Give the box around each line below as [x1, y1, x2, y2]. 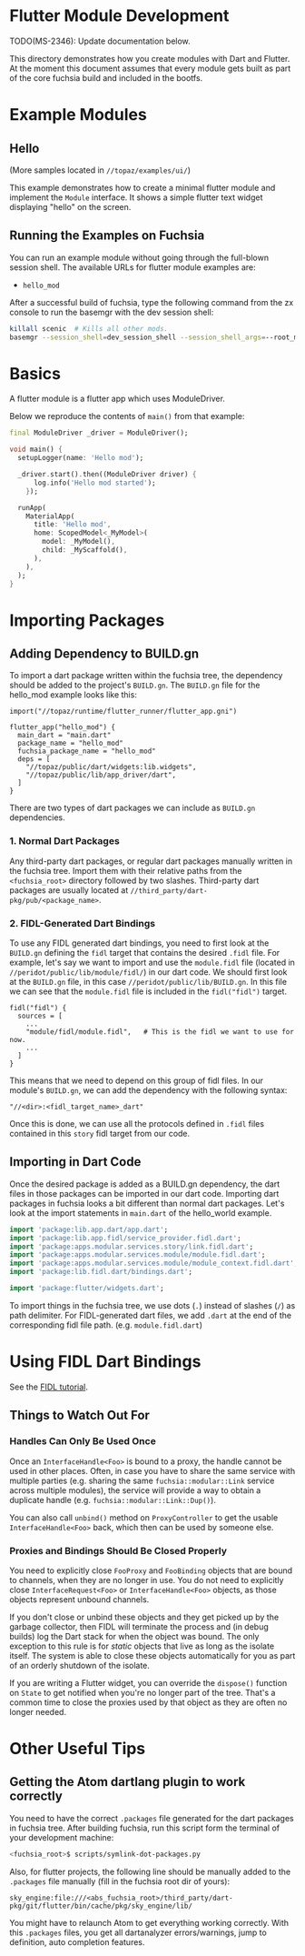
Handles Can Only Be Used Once [9, 1435, 156, 1448]
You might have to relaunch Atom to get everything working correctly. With [9, 1917, 289, 1928]
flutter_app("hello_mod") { [9, 723, 116, 732]
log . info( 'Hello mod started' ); [33, 478, 156, 487]
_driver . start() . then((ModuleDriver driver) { [17, 470, 197, 479]
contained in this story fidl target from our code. [9, 1128, 191, 1139]
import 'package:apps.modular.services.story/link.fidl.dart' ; [9, 1242, 254, 1251]
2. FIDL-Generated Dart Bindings [9, 917, 156, 929]
